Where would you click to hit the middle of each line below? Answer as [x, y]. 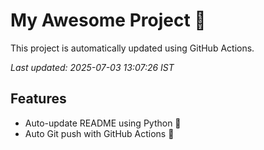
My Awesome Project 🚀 [108, 20]
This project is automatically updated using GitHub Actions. [132, 48]
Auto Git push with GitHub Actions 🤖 [99, 133]
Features [38, 99]
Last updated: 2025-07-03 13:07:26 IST [92, 67]
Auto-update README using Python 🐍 [103, 123]
